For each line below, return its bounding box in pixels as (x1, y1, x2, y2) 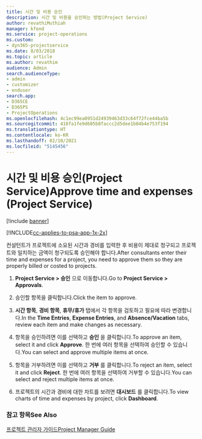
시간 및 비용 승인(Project (6, 171, 122, 185)
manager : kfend (6, 25, 45, 32)
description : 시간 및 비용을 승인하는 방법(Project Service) (6, 14, 148, 21)
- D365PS (6, 104, 28, 110)
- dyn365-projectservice (6, 43, 69, 49)
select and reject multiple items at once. (14, 375, 115, 383)
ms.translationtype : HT (6, 127, 66, 133)
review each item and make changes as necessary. (14, 321, 142, 328)
